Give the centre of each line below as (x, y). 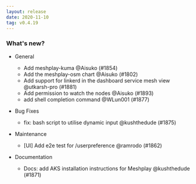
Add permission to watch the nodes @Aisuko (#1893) (89, 93)
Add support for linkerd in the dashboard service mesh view (97, 80)
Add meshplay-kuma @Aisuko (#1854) (70, 68)
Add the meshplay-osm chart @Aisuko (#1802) (81, 74)
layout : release (26, 12)
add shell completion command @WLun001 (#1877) (86, 99)
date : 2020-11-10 (28, 17)
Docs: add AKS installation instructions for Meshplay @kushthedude (107, 168)
